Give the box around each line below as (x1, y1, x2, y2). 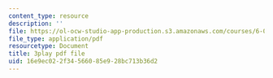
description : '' (8, 19, 63, 28)
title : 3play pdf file (8, 50, 85, 58)
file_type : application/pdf (8, 34, 104, 43)
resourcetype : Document (8, 42, 89, 50)
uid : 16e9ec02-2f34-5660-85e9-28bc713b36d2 (8, 58, 158, 66)
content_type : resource (8, 11, 89, 20)
